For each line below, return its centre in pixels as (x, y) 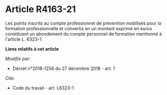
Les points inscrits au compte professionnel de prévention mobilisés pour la (83, 23)
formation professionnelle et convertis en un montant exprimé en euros (79, 28)
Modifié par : (18, 58)
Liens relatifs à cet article (32, 49)
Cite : (10, 78)
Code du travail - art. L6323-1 (43, 88)
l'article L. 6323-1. (24, 39)
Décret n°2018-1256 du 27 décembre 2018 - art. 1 (64, 68)
